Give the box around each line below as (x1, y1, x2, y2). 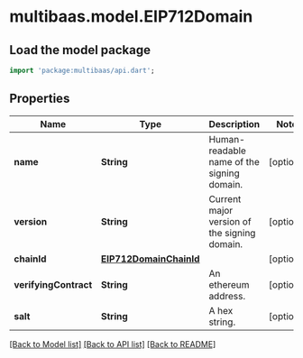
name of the (208, 155, 260, 168)
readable (208, 144, 246, 157)
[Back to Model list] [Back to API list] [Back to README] (9, 338, 216, 349)
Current (208, 192, 242, 205)
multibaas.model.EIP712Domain (9, 6, 253, 27)
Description (208, 117, 261, 130)
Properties (9, 91, 70, 106)
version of (208, 215, 252, 227)
